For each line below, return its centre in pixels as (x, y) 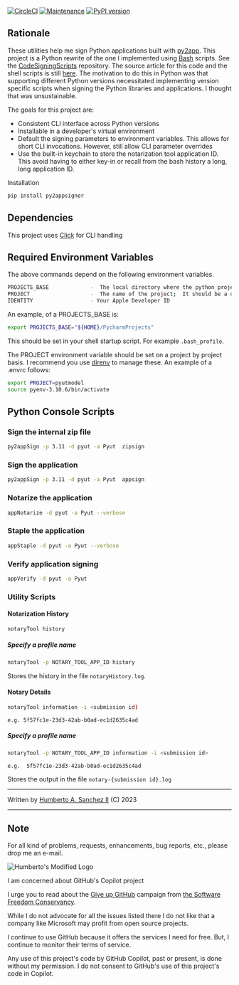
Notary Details (29, 692)
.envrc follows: (29, 369)
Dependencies (40, 218)
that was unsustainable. (42, 95)
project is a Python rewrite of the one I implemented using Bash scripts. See (118, 58)
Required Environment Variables (81, 257)
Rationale (29, 33)
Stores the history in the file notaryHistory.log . (76, 675)
